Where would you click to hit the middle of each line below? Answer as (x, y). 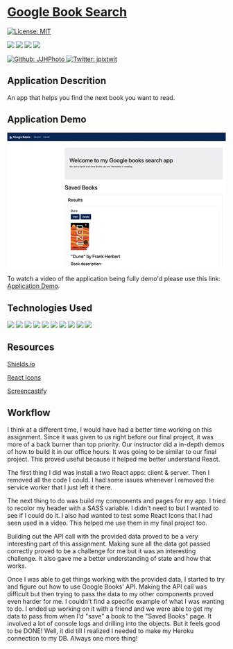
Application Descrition (57, 81)
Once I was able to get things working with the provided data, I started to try (116, 579)
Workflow (29, 413)
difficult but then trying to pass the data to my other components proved (110, 593)
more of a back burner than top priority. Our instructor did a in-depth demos (116, 444)
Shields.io (21, 364)
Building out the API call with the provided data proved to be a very (103, 536)
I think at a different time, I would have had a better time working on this (110, 429)
